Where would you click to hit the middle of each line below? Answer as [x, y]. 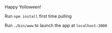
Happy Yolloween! [23, 7]
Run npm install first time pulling [38, 16]
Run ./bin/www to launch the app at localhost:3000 [56, 25]
